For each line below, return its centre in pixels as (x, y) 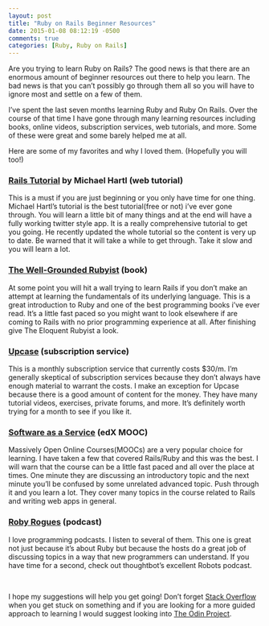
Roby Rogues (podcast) (55, 522)
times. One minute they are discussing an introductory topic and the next (129, 476)
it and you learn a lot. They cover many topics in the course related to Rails (132, 492)
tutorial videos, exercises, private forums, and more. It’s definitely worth (127, 403)
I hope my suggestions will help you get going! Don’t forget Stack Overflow (132, 596)
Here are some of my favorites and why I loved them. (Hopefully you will (128, 151)
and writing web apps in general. (63, 501)
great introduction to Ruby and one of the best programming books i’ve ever (134, 305)
